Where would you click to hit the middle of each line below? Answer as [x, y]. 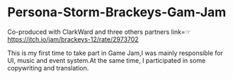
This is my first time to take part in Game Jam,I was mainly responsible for [115, 53]
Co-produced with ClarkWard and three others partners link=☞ [99, 32]
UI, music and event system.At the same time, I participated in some [107, 60]
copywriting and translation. [48, 68]
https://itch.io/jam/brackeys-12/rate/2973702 [73, 39]
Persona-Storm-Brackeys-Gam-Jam [117, 12]
